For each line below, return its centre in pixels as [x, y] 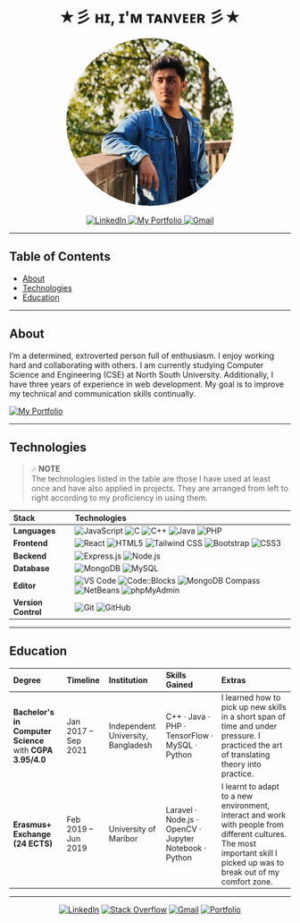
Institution [128, 679]
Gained [179, 685]
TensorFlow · [190, 736]
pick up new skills [254, 707]
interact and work [254, 815]
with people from [253, 825]
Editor [25, 585]
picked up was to [253, 862]
